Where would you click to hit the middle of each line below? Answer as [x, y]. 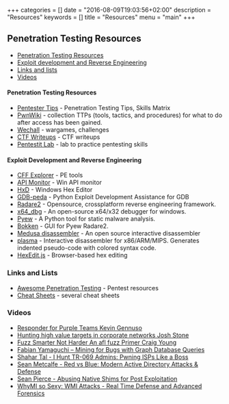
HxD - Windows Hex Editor [55, 190]
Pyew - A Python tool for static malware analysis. [86, 219]
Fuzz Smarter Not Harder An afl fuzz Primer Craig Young [97, 342]
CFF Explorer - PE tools [50, 175]
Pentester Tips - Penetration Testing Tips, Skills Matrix [94, 108]
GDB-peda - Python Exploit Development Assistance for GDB [103, 197]
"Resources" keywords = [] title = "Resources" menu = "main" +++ [102, 17]
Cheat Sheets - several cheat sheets [68, 295]
